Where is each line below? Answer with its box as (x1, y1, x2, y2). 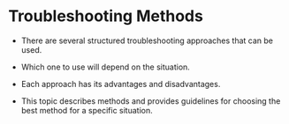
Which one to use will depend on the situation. (20, 62, 191, 72)
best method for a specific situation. (20, 105, 153, 115)
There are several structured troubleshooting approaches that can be (20, 35, 274, 46)
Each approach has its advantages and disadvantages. (20, 78, 221, 89)
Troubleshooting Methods (8, 6, 204, 26)
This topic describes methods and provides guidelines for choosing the (20, 95, 281, 106)
